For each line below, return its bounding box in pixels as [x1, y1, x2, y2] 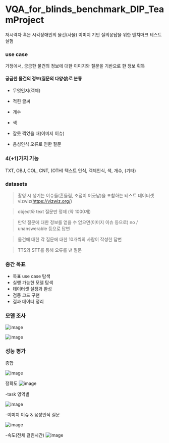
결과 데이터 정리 [12, 299, 44, 305]
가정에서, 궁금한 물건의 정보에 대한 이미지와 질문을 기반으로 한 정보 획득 [5, 63, 145, 69]
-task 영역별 [5, 391, 30, 397]
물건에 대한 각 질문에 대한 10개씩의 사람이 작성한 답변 [17, 236, 122, 243]
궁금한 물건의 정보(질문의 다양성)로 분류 [5, 75, 82, 81]
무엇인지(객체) [12, 87, 41, 94]
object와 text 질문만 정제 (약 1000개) [17, 208, 91, 215]
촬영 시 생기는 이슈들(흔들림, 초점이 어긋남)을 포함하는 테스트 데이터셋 [17, 193, 154, 199]
